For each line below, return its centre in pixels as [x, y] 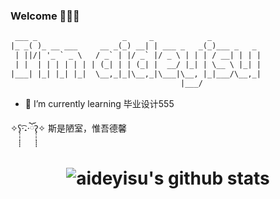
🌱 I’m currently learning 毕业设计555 [99, 103]
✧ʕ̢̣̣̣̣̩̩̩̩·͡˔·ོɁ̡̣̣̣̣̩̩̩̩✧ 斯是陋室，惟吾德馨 [68, 128]
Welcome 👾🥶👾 [45, 16]
